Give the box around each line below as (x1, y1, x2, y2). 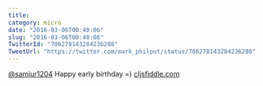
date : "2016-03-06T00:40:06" (8, 26, 104, 34)
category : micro (8, 19, 62, 27)
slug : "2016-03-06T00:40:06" (8, 33, 104, 41)
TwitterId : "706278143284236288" (8, 41, 118, 48)
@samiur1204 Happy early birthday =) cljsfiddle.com (8, 70, 180, 78)
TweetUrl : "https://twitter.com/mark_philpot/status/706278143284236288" (8, 48, 257, 56)
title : (8, 11, 30, 20)
